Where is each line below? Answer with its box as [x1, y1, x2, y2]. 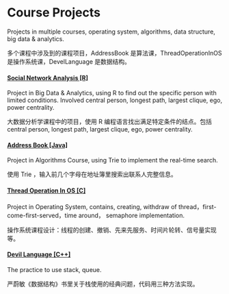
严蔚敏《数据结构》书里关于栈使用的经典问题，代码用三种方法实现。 [7, 280, 199, 288]
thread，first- [178, 202, 217, 210]
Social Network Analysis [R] [7, 73, 89, 82]
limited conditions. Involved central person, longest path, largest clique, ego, [7, 96, 223, 104]
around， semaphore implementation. [78, 211, 185, 219]
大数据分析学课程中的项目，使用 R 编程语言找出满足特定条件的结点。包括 [7, 118, 212, 126]
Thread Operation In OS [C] [7, 186, 86, 195]
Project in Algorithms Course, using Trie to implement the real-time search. [7, 156, 218, 164]
